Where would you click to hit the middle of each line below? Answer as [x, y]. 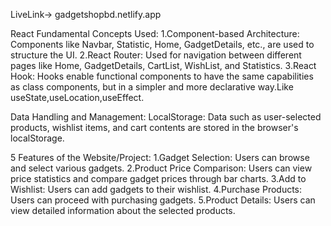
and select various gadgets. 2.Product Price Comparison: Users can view [161, 168]
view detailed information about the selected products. [123, 210]
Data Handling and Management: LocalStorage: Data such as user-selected [166, 117]
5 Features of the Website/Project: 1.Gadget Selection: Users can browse [160, 157]
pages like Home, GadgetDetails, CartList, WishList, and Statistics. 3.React [163, 65]
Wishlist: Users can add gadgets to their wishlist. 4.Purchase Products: [156, 189]
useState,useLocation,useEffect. [77, 97]
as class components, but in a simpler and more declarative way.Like [152, 87]
